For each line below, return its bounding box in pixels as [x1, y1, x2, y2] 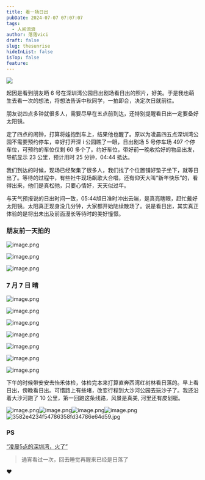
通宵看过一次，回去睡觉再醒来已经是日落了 [21, 456, 129, 463]
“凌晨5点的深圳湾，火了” [6, 443, 68, 450]
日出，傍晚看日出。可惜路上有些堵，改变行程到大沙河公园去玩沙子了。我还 [6, 386, 193, 394]
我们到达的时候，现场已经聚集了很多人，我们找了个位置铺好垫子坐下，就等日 [6, 166, 199, 174]
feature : [6, 60, 29, 66]
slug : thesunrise [6, 43, 51, 50]
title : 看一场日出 [6, 9, 49, 15]
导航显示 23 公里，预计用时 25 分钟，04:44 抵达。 [6, 153, 133, 161]
